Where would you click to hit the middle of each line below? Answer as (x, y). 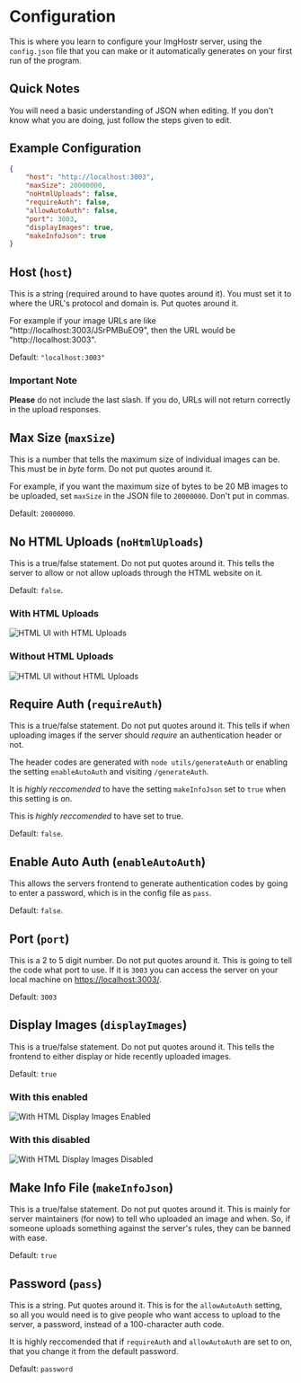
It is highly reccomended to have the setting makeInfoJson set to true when (147, 789)
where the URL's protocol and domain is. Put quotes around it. (124, 304)
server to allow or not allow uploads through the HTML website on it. (136, 573)
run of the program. (46, 60)
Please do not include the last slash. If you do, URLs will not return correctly (150, 400)
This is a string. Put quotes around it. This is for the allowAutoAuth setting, (146, 1306)
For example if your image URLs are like (83, 321)
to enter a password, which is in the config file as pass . (111, 893)
